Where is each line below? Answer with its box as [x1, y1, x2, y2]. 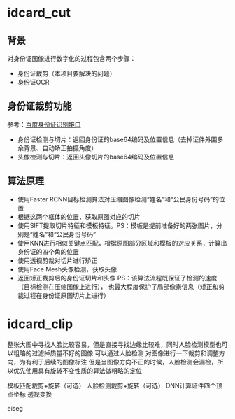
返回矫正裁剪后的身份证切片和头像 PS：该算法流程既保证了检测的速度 [17, 274, 218, 282]
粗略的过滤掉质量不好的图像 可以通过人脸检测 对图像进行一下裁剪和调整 [13, 348, 219, 357]
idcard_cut [7, 5, 71, 21]
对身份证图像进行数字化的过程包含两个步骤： [7, 55, 136, 62]
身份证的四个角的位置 [17, 247, 79, 256]
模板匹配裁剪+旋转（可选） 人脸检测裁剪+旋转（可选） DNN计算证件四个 [7, 381, 217, 390]
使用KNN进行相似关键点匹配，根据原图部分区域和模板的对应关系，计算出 [17, 239, 227, 247]
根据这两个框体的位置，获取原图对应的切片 [17, 212, 141, 221]
